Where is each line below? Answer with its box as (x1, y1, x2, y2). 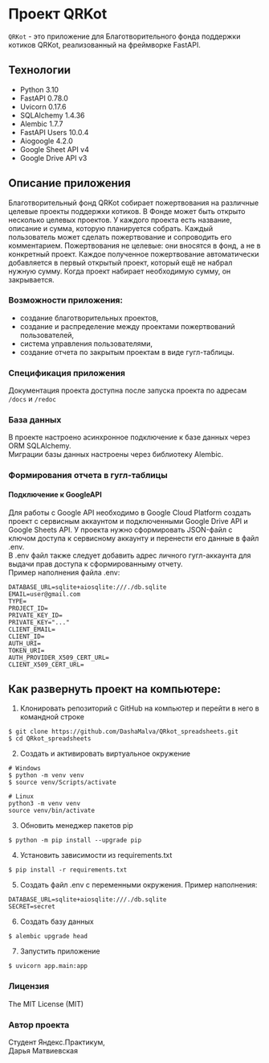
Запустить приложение (19, 946, 100, 956)
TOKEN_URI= (8, 646, 45, 654)
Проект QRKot (8, 5, 108, 23)
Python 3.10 (19, 84, 59, 94)
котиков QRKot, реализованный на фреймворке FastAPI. (8, 39, 201, 49)
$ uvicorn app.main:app (8, 962, 88, 970)
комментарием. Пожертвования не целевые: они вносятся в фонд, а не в (8, 241, 261, 250)
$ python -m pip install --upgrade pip (8, 836, 142, 845)
